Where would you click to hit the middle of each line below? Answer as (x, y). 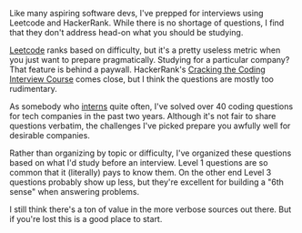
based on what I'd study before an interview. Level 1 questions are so (139, 162)
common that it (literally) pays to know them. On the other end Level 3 (141, 172)
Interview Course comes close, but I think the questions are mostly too (142, 79)
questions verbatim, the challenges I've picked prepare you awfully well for (150, 126)
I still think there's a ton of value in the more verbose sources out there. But (151, 209)
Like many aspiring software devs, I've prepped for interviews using (136, 13)
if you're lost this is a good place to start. (86, 219)
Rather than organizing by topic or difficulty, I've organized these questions (151, 153)
